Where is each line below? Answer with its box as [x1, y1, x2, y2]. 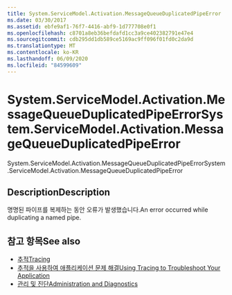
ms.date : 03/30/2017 [7, 17, 67, 24]
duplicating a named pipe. [7, 213, 82, 222]
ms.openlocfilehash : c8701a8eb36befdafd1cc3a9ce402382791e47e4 [7, 29, 194, 37]
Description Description [7, 186, 111, 198]
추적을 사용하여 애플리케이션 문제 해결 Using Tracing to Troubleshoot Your [17, 264, 221, 272]
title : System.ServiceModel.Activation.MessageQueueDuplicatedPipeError [7, 10, 222, 17]
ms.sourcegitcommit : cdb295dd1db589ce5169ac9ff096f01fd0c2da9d [7, 36, 194, 43]
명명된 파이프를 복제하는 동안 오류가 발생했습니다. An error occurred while [7, 205, 208, 214]
